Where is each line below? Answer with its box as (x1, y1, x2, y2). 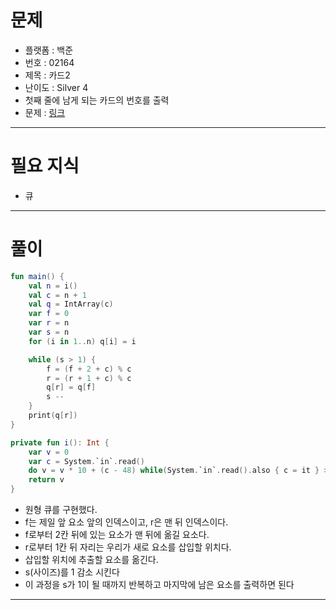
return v (28, 475, 65, 485)
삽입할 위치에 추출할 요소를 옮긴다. (24, 554, 159, 566)
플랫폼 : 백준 (24, 44, 74, 56)
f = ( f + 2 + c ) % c (46, 364, 132, 374)
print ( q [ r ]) (28, 411, 78, 421)
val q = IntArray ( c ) (28, 299, 114, 310)
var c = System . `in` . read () (28, 456, 145, 466)
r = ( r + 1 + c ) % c (46, 373, 132, 383)
